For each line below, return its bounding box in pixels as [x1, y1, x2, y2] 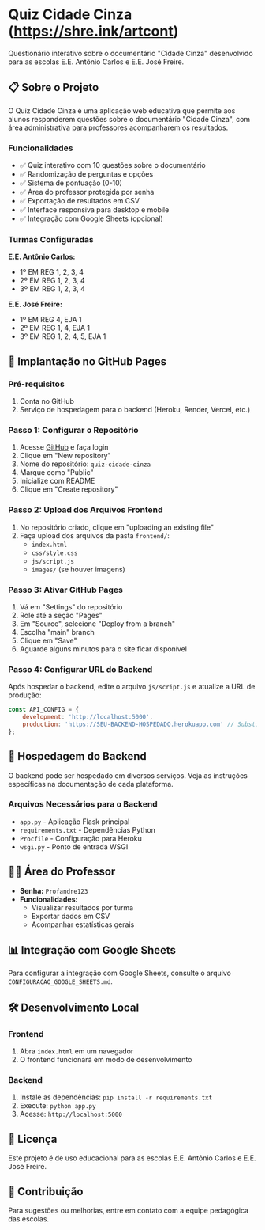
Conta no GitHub [19, 397, 75, 406]
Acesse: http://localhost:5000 [19, 1110, 122, 1119]
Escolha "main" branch [19, 627, 95, 636]
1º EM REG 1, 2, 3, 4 [19, 268, 84, 277]
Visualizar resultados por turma [31, 902, 134, 912]
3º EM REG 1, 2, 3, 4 [19, 284, 85, 294]
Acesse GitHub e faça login [19, 442, 109, 452]
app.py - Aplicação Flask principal [19, 817, 130, 826]
